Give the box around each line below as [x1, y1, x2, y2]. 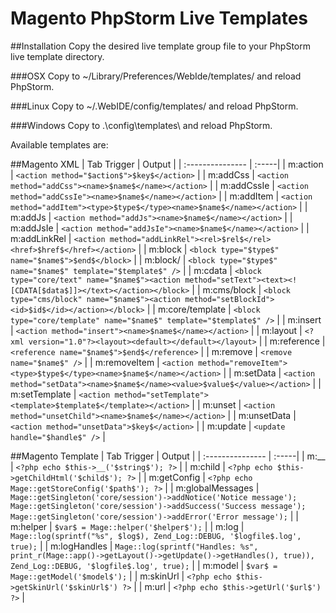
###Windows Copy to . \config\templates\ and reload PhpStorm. [10, 119, 273, 131]
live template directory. [10, 50, 105, 62]
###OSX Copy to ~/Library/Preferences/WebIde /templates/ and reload [10, 70, 302, 82]
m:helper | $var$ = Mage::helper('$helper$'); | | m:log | [10, 520, 245, 532]
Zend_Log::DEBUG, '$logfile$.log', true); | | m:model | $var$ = [10, 559, 278, 571]
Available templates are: [10, 138, 109, 151]
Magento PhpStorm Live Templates [10, 7, 309, 30]
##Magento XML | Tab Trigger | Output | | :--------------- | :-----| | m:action [10, 158, 324, 170]
